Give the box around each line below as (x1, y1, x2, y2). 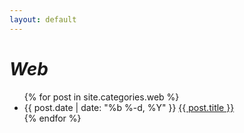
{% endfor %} (23, 112, 82, 124)
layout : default (9, 14, 77, 25)
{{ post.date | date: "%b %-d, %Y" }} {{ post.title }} (23, 101, 235, 113)
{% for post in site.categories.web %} (23, 91, 180, 103)
